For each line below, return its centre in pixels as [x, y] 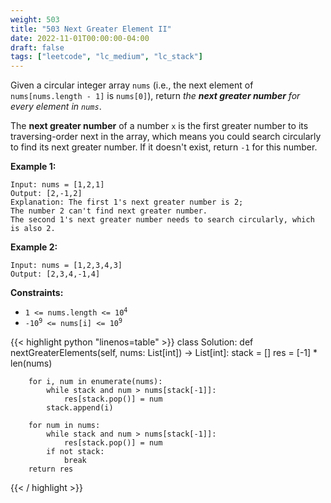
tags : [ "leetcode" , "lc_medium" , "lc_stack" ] [106, 57]
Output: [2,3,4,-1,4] [55, 274]
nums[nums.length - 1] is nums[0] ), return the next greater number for [155, 96]
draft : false [37, 47]
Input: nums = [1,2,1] [57, 185]
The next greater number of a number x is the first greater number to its [159, 126]
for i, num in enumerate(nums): [95, 382]
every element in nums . [56, 107]
